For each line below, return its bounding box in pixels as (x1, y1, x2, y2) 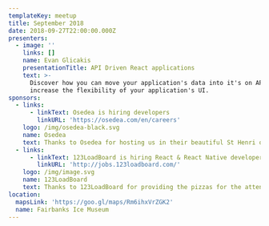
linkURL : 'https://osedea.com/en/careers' (37, 116, 181, 124)
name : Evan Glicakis (22, 57, 91, 65)
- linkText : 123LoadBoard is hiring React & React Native (29, 153, 227, 161)
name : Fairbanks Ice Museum (15, 205, 110, 213)
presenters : (8, 34, 48, 42)
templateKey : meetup (8, 11, 78, 20)
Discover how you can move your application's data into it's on (29, 79, 252, 87)
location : (8, 190, 42, 199)
